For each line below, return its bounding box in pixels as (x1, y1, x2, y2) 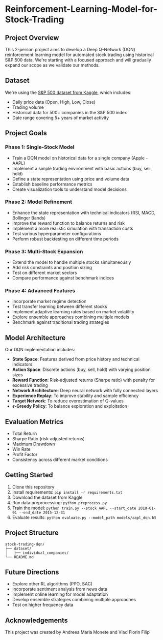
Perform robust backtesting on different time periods (12, 236, 119, 242)
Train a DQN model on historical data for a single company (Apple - (12, 155, 148, 161)
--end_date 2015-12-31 (19, 510, 65, 515)
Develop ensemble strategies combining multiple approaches (12, 597, 136, 603)
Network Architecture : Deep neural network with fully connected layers (12, 388, 158, 394)
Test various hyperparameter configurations (12, 230, 101, 237)
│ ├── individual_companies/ (5, 550, 69, 555)
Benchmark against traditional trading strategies (12, 319, 109, 325)
